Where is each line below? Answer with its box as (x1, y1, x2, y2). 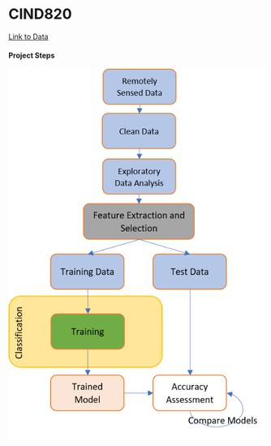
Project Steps (8, 50, 55, 60)
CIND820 (8, 5, 72, 24)
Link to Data (8, 32, 49, 41)
